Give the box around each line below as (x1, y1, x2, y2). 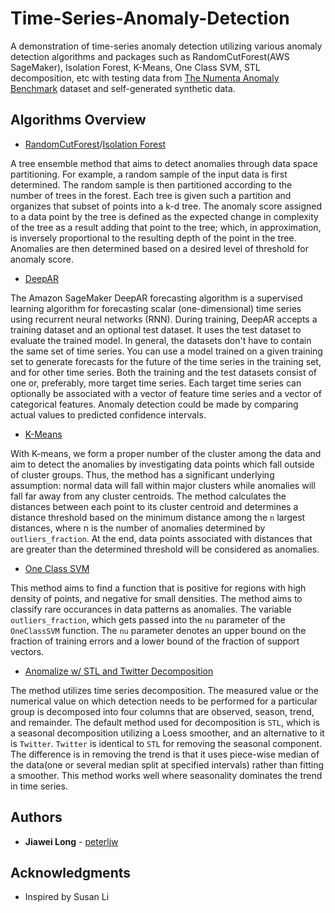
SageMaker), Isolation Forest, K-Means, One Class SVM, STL (10, 61, 261, 73)
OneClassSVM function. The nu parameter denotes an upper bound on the (10, 624, 307, 636)
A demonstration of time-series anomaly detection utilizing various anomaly (10, 40, 323, 52)
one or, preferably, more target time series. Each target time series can (10, 377, 302, 389)
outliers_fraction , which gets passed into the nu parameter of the (10, 613, 286, 626)
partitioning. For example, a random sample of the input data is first (10, 168, 288, 180)
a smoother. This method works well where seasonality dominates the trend (10, 769, 323, 781)
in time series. (10, 780, 68, 792)
